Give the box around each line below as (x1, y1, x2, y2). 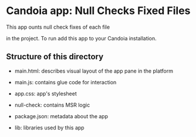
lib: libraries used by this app (14, 124, 85, 131)
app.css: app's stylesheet (14, 90, 77, 97)
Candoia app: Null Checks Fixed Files (6, 4, 191, 18)
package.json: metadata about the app (14, 112, 109, 119)
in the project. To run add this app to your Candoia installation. (6, 35, 157, 42)
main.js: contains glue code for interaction (14, 78, 117, 85)
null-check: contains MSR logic (14, 101, 90, 108)
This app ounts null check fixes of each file (6, 23, 110, 30)
